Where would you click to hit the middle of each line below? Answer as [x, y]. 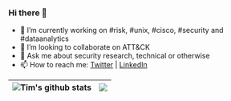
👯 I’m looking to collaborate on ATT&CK [85, 47]
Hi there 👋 [28, 13]
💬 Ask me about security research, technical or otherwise [115, 56]
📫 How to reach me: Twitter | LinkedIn [84, 65]
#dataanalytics [45, 38]
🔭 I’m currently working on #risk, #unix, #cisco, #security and [122, 30]
